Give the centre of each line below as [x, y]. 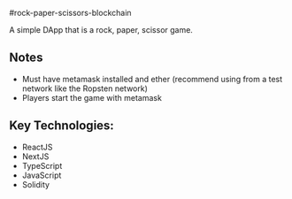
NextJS [35, 156]
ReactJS [37, 147]
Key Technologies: [62, 126]
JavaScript [42, 175]
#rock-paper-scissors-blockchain [70, 13]
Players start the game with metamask [92, 97]
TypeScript [42, 165]
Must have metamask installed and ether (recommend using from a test [152, 79]
